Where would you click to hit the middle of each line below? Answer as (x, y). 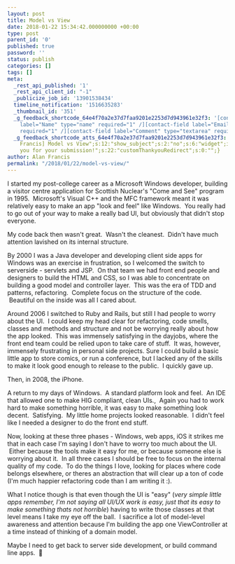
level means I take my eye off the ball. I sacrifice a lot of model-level (106, 516)
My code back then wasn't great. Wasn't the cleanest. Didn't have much (113, 234)
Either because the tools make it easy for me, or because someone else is (115, 451)
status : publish (31, 60)
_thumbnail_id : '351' (45, 111)
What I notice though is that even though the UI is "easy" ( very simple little (114, 494)
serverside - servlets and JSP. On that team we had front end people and (114, 270)
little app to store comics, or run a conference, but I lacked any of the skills (115, 358)
